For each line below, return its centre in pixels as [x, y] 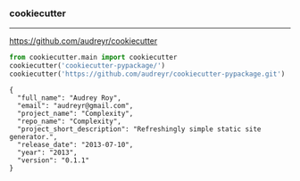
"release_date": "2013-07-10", [75, 144]
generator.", [33, 136]
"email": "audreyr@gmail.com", [75, 105]
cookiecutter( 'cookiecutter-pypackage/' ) [87, 66]
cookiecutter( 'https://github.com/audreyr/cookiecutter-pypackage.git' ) [147, 74]
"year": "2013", [47, 152]
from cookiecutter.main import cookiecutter [93, 58]
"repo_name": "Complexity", [70, 121]
